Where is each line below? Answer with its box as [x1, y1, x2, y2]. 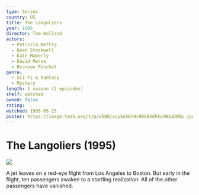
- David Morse [11, 58, 46, 64]
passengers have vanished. [6, 182, 73, 190]
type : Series [6, 8, 38, 15]
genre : [6, 69, 23, 75]
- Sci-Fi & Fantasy [11, 75, 60, 81]
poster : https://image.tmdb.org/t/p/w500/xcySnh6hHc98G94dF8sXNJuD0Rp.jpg [6, 113, 195, 119]
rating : [6, 102, 25, 108]
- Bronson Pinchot [11, 63, 57, 70]
